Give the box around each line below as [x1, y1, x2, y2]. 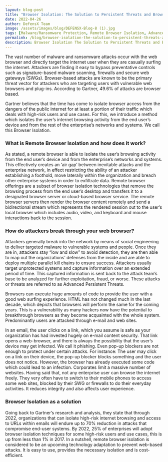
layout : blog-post [5, 7, 43, 13]
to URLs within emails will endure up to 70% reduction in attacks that [5, 420, 147, 426]
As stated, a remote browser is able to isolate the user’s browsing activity [5, 151, 156, 157]
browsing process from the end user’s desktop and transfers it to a [5, 188, 142, 194]
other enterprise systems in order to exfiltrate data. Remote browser [5, 178, 145, 184]
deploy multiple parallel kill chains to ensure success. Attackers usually [5, 260, 151, 266]
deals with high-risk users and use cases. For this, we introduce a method [5, 111, 157, 117]
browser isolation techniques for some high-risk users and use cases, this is [5, 431, 162, 437]
